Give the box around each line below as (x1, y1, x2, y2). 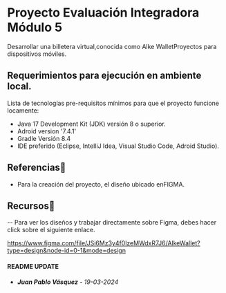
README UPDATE (7, 262, 59, 270)
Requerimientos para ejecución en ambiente (7, 70, 202, 82)
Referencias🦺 (7, 162, 66, 173)
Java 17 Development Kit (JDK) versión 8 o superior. (17, 120, 166, 128)
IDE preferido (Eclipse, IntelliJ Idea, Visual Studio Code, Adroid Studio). (17, 142, 220, 150)
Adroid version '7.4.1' (17, 126, 77, 135)
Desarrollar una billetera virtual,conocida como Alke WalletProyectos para (7, 42, 217, 50)
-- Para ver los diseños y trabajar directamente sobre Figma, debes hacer (7, 218, 216, 227)
